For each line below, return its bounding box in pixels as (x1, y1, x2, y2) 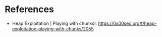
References (5, 4, 54, 15)
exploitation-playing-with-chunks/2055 (12, 25, 94, 31)
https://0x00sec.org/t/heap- (97, 20, 157, 26)
